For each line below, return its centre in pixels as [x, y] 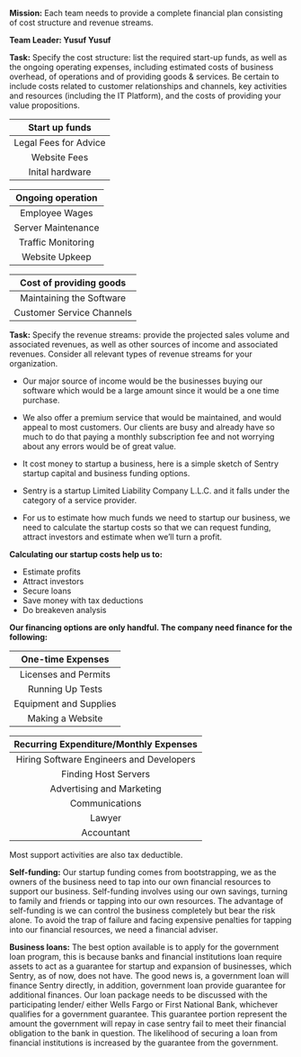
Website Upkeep [57, 257]
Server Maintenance [57, 227]
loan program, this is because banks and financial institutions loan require [146, 957]
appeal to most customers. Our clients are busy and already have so [149, 427]
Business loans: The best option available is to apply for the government [144, 947]
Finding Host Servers [106, 774]
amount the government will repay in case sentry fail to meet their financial [148, 1024]
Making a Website [65, 718]
